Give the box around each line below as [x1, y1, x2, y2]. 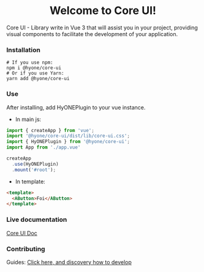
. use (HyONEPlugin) [12, 161, 59, 167]
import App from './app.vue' [6, 144, 81, 150]
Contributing [6, 244, 45, 253]
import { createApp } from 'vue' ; [6, 127, 95, 133]
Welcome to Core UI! [50, 4, 156, 18]
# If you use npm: [6, 59, 53, 66]
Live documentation [6, 215, 67, 224]
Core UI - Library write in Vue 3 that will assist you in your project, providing [6, 24, 198, 31]
